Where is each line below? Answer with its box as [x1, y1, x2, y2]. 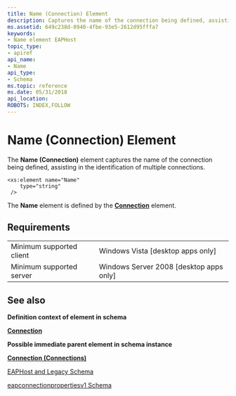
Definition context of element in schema [7, 313, 127, 321]
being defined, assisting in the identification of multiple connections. [7, 162, 206, 171]
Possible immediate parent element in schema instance [7, 340, 173, 349]
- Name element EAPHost [7, 37, 77, 44]
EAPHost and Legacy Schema [7, 367, 93, 376]
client [11, 250, 29, 260]
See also [7, 295, 46, 307]
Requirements [7, 222, 70, 234]
